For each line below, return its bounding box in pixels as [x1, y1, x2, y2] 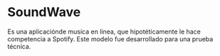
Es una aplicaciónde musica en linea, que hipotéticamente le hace [7, 27, 201, 36]
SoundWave [7, 4, 81, 20]
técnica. [7, 42, 31, 50]
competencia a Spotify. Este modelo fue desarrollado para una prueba [7, 34, 214, 43]
